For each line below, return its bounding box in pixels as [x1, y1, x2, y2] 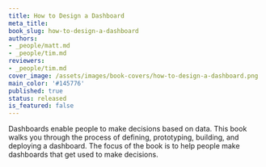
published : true [8, 86, 63, 95]
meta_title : [8, 19, 49, 27]
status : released [8, 94, 67, 102]
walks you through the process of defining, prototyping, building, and [8, 132, 239, 142]
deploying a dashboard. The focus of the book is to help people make [8, 141, 240, 151]
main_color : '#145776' [8, 79, 85, 87]
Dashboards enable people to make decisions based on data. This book [8, 124, 247, 134]
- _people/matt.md [8, 42, 70, 50]
